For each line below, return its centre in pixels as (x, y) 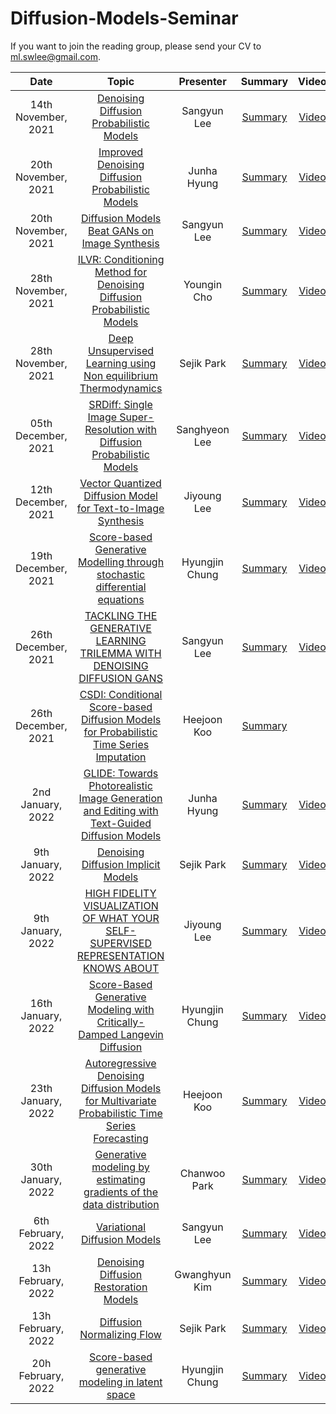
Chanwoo (202, 1173)
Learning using (121, 363)
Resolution (109, 429)
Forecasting (121, 1138)
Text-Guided (121, 823)
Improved (121, 152)
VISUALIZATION (121, 905)
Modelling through (121, 562)
